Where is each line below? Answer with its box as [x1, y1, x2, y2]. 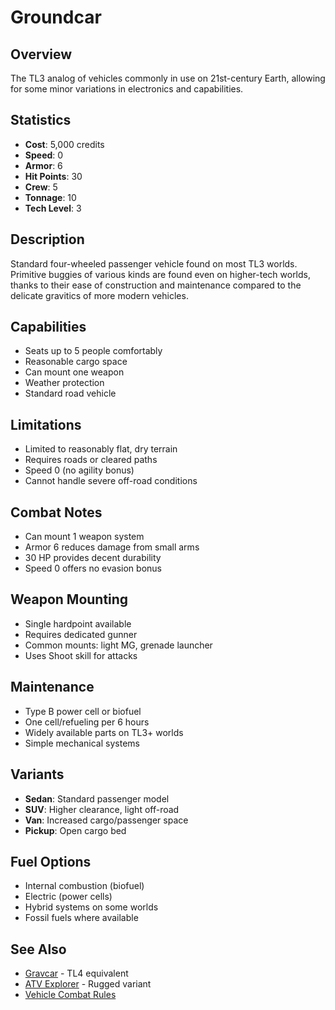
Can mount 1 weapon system [24, 531, 145, 543]
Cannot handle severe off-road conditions [24, 475, 198, 487]
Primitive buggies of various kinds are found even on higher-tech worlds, [10, 268, 312, 280]
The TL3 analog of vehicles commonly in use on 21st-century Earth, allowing [10, 72, 326, 84]
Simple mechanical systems [24, 737, 140, 749]
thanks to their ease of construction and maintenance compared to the [10, 279, 302, 291]
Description [10, 231, 85, 248]
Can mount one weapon [24, 366, 125, 378]
